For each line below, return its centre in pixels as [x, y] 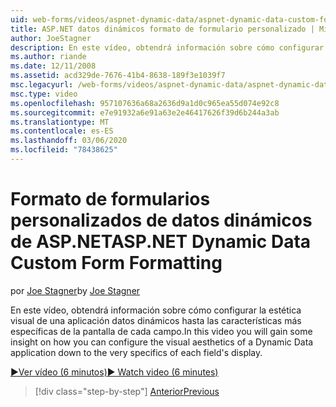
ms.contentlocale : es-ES [62, 131]
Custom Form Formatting [116, 263]
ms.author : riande [48, 57]
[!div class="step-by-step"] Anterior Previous [127, 391]
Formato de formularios [110, 199]
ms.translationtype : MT [60, 122]
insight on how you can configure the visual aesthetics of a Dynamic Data [162, 342]
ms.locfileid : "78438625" [64, 150]
